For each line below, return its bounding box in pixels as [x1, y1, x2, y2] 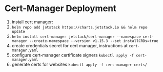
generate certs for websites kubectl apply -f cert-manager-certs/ [11, 61, 147, 67]
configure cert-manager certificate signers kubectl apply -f [11, 52, 134, 58]
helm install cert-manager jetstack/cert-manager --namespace [11, 34, 141, 39]
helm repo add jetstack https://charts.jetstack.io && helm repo [11, 25, 147, 29]
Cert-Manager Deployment [4, 3, 117, 14]
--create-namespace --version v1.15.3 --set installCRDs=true [29, 38, 159, 43]
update [11, 29, 25, 34]
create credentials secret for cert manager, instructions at [11, 43, 128, 48]
